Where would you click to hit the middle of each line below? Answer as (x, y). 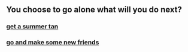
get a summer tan (32, 27)
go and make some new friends (53, 43)
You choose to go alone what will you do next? (94, 10)
